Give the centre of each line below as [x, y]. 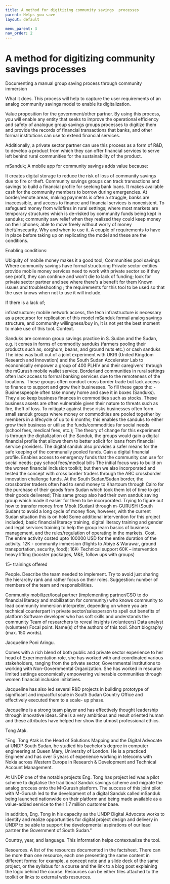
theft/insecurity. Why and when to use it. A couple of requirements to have [83, 230]
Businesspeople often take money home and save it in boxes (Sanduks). [80, 392]
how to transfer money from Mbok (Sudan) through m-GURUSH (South [79, 506]
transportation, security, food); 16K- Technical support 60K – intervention [81, 549]
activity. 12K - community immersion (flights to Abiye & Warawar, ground [81, 544]
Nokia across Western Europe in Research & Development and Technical [81, 762]
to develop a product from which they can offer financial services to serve [82, 151]
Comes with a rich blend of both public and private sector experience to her [84, 652]
